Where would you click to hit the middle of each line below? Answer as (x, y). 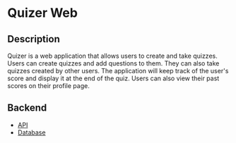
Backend (27, 108)
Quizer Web (42, 13)
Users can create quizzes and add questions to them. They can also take (113, 63)
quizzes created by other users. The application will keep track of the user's (118, 71)
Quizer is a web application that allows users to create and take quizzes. (112, 56)
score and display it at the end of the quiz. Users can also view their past (113, 78)
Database (31, 132)
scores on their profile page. (48, 86)
